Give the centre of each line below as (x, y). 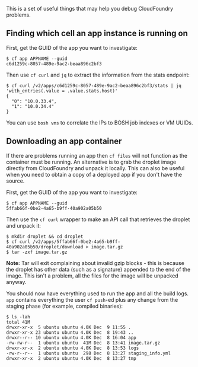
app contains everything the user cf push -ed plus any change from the (92, 299)
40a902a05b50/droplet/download (45, 247)
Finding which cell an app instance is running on (97, 33)
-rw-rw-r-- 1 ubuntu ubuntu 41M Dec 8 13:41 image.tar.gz (83, 343)
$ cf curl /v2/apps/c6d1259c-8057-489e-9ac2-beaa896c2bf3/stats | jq (94, 85)
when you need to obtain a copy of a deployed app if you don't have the (94, 174)
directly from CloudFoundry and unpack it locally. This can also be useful (95, 168)
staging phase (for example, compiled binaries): (65, 306)
